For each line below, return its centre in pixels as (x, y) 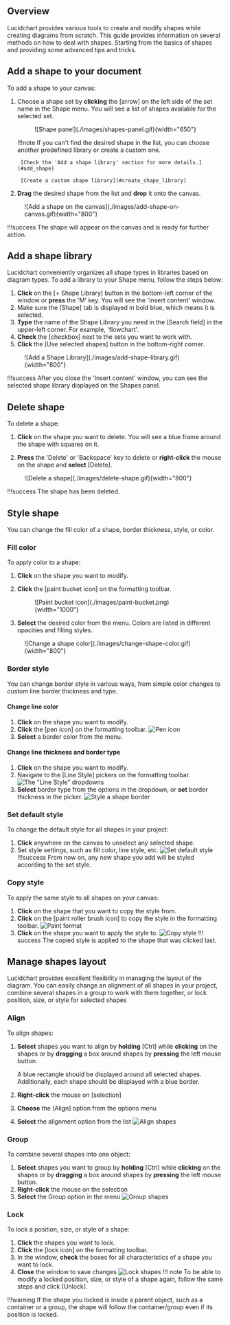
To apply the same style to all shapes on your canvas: (83, 898)
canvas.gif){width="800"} (61, 214)
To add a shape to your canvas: (51, 88)
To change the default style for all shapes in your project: (88, 829)
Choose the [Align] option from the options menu (87, 1108)
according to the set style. (54, 865)
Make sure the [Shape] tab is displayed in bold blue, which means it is (116, 308)
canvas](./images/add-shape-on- (132, 206)
